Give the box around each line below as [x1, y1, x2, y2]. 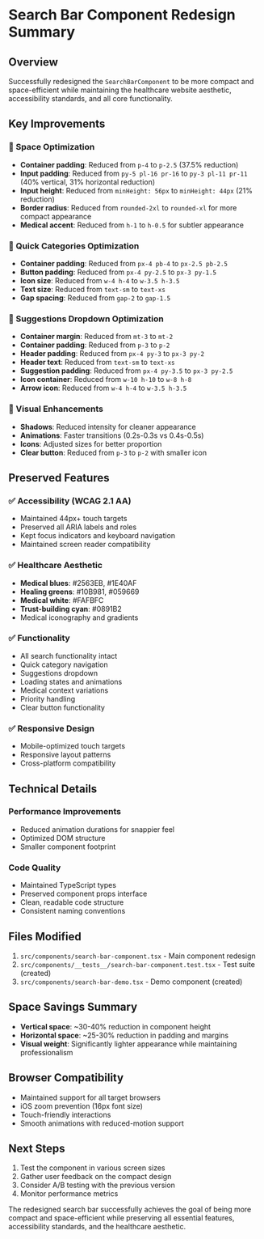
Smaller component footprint [19, 842, 116, 851]
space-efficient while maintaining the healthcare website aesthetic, [8, 85, 232, 95]
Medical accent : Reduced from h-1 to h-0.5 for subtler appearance [19, 220, 245, 230]
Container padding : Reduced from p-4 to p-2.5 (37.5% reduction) [19, 159, 239, 169]
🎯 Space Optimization [8, 142, 95, 153]
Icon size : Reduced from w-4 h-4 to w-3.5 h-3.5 [19, 275, 180, 285]
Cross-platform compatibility [19, 758, 116, 768]
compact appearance [19, 211, 92, 221]
